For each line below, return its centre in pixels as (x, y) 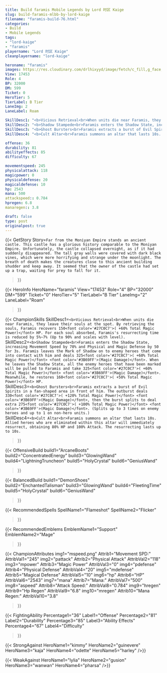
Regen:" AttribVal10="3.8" (32, 596)
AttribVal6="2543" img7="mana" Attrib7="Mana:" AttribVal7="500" (74, 580)
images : (13, 70)
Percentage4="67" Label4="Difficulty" (45, 626)
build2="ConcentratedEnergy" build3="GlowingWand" (61, 456)
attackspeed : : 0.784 (27, 198)
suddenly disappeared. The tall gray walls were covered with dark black (83, 253)
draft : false (19, 216)
